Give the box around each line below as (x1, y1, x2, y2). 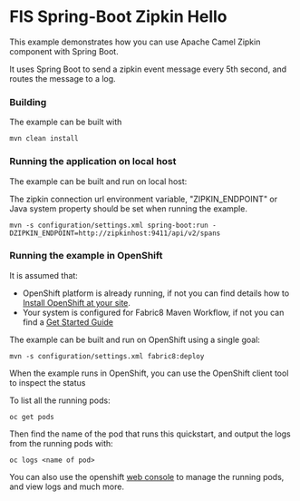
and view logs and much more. (9, 481, 125, 492)
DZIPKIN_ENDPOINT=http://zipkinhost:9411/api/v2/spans (9, 229, 221, 238)
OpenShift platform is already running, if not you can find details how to (22, 288, 290, 299)
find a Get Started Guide (22, 316, 114, 328)
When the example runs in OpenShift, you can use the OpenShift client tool (9, 368, 289, 378)
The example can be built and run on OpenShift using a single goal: (9, 334, 261, 345)
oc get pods (9, 412, 54, 421)
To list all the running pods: (9, 395, 111, 406)
